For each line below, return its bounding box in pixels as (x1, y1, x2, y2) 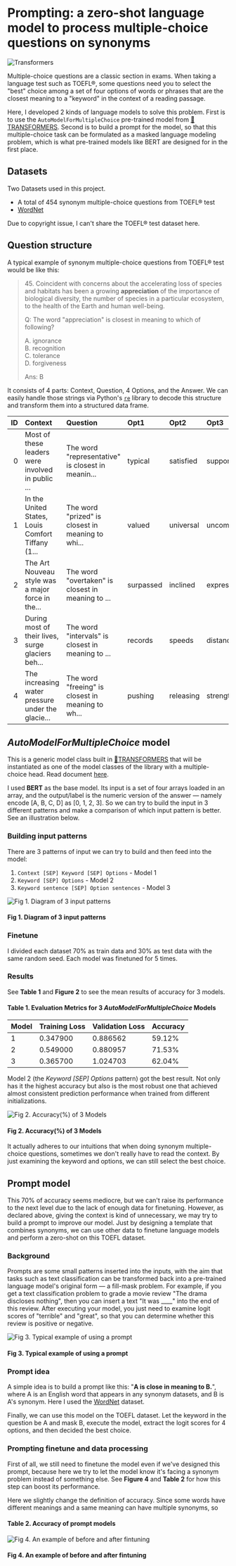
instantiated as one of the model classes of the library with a (7, 763, 183, 771)
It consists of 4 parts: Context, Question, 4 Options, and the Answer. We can (7, 386, 228, 395)
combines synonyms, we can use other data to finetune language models (7, 1226, 220, 1235)
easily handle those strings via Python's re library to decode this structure (7, 393, 222, 402)
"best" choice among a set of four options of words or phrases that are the (7, 87, 223, 95)
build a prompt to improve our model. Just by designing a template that (7, 1218, 213, 1227)
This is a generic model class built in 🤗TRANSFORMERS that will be (7, 755, 202, 764)
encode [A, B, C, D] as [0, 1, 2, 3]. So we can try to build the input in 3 (7, 798, 209, 807)
